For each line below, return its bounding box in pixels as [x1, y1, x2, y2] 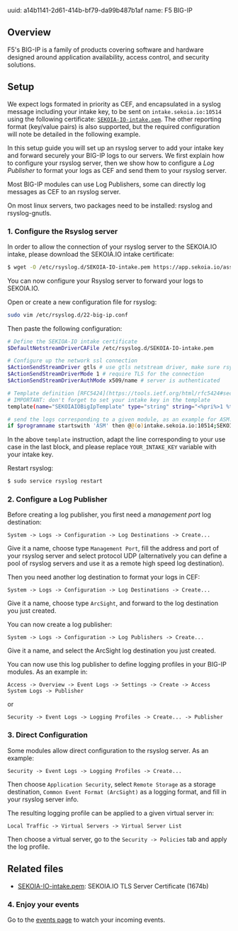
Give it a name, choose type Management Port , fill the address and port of [7, 544, 220, 553]
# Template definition [7, 390, 74, 397]
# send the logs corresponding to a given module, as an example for [7, 416, 217, 423]
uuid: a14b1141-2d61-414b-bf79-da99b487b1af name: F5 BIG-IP [7, 6, 193, 14]
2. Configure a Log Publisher [7, 495, 108, 504]
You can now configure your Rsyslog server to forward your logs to [7, 276, 203, 285]
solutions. [7, 60, 36, 69]
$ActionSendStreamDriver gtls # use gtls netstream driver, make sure [7, 364, 220, 371]
